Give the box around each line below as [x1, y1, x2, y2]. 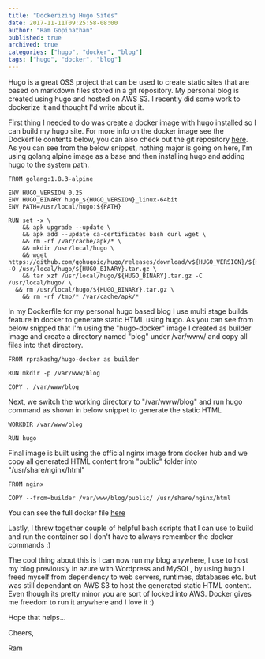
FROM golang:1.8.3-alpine [8, 175, 93, 183]
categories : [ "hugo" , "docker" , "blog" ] [8, 48, 144, 56]
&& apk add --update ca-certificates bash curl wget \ [22, 230, 207, 238]
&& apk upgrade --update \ [22, 223, 111, 232]
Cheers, [8, 627, 34, 637]
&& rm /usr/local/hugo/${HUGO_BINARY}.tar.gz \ [15, 285, 175, 293]
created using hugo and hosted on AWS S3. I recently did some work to [8, 94, 241, 104]
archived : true [8, 41, 58, 49]
